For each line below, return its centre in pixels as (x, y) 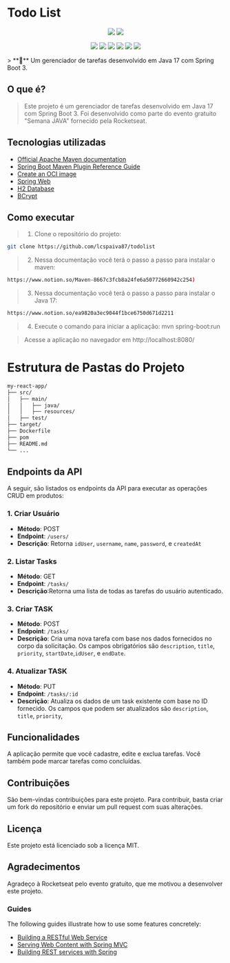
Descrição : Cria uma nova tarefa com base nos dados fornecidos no (114, 639)
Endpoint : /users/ (43, 536)
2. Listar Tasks (32, 561)
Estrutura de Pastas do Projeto (96, 368)
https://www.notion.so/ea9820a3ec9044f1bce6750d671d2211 (91, 313)
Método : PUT (36, 686)
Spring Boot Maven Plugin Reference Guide (79, 166)
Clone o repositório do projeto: (78, 234)
